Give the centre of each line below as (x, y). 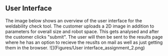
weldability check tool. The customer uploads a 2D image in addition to (80, 26)
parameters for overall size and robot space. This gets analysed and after (82, 31)
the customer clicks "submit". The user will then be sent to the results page (84, 37)
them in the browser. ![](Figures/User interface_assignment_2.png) (75, 47)
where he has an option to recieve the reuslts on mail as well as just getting (84, 42)
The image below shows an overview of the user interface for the (74, 20)
